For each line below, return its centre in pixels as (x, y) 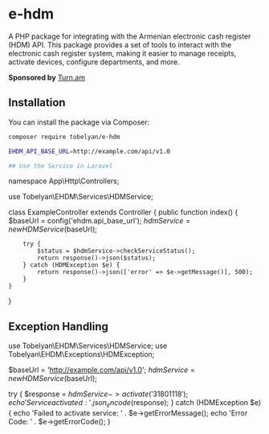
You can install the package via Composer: (79, 122)
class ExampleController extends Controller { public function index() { (123, 212)
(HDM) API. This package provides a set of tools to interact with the (120, 44)
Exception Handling (58, 326)
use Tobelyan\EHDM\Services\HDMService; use (88, 346)
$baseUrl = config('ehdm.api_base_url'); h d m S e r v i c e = (100, 221)
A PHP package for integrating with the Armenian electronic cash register (130, 36)
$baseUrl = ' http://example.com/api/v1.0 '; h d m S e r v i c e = (102, 370)
